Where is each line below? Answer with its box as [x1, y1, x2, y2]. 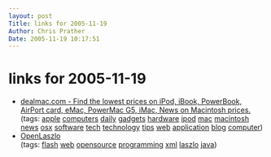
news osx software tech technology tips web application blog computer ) [20, 123, 263, 133]
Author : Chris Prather [8, 27, 85, 35]
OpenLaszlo [20, 131, 61, 141]
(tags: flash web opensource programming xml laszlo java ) [20, 140, 217, 150]
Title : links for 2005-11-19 [8, 20, 107, 28]
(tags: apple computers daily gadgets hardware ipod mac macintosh [20, 114, 250, 124]
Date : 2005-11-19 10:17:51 [8, 34, 100, 43]
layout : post [8, 11, 53, 20]
